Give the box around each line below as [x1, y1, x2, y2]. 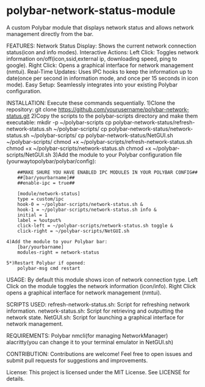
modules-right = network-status [17, 249, 99, 255]
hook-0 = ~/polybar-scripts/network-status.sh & [17, 201, 143, 207]
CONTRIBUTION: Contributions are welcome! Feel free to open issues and [6, 350, 193, 357]
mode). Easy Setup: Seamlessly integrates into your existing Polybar [6, 80, 178, 88]
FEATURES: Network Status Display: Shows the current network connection [6, 42, 196, 49]
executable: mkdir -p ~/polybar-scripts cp [6, 118, 112, 126]
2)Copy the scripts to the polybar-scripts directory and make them [31, 112, 198, 119]
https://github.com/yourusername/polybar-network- [57, 105, 190, 113]
